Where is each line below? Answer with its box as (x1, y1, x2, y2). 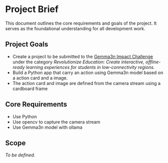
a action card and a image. (12, 74, 68, 81)
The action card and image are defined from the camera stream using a (12, 80, 161, 86)
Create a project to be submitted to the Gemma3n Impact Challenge (12, 53, 153, 59)
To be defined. (5, 152, 36, 158)
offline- (145, 59, 161, 65)
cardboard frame (12, 86, 48, 92)
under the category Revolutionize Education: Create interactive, (12, 59, 145, 65)
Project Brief (5, 4, 59, 15)
